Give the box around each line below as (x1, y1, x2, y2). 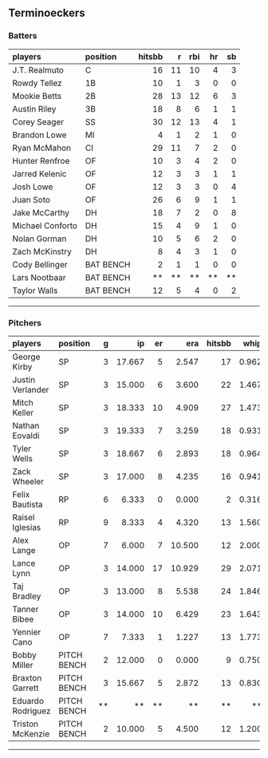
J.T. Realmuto (12, 64, 64, 75)
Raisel (12, 511, 35, 523)
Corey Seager (12, 116, 65, 127)
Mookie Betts (12, 90, 62, 101)
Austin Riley (12, 103, 57, 114)
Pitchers (8, 317, 42, 328)
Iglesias (12, 522, 41, 533)
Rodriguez (12, 705, 51, 717)
